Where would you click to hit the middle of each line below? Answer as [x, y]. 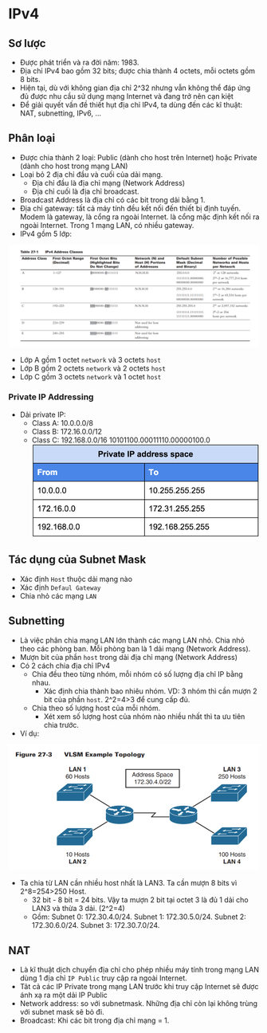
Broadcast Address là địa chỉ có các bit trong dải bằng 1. [112, 199]
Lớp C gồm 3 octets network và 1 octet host [90, 376]
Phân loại [32, 138]
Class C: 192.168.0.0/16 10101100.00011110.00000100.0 [121, 440]
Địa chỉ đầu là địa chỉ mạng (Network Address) [108, 183]
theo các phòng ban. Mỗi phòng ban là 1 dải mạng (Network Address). [135, 648]
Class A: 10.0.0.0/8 [63, 422]
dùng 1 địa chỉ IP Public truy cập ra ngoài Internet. [103, 978]
